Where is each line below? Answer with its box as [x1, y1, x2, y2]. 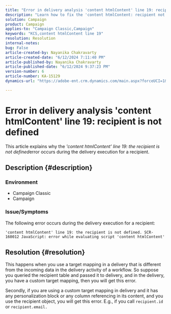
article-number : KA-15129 [5, 74, 60, 79]
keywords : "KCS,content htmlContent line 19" [5, 31, 103, 36]
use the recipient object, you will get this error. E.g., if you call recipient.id [5, 298, 163, 304]
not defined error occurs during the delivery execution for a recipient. [5, 149, 150, 155]
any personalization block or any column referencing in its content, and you [5, 293, 164, 299]
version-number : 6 [5, 69, 44, 74]
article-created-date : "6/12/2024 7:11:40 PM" [5, 54, 106, 60]
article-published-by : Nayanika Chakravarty [5, 60, 101, 65]
